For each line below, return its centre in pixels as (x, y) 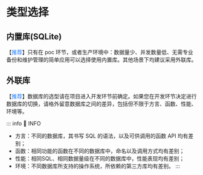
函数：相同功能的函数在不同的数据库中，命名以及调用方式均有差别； (100, 151)
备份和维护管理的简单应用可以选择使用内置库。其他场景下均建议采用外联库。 (101, 60)
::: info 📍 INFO (24, 123)
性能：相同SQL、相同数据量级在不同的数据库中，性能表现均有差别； (100, 158)
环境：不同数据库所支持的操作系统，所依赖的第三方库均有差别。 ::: (97, 166)
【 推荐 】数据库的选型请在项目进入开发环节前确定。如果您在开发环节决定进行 (101, 96)
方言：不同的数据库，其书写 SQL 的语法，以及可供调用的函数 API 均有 (101, 136)
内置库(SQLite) (34, 37)
